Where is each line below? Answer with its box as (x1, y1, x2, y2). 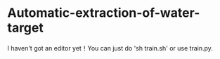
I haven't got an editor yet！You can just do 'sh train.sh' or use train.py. (7, 44, 213, 52)
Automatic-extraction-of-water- (7, 5, 200, 21)
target (7, 20, 44, 36)
